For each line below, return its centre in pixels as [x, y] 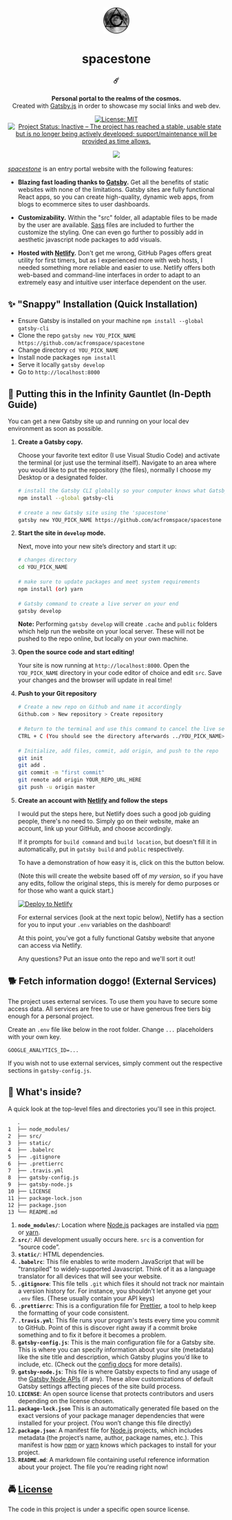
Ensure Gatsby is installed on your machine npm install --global [110, 321]
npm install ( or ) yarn [50, 589]
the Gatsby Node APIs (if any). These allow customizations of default [116, 1378]
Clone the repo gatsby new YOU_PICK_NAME [77, 335]
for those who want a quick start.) [66, 890]
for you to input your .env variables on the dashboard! [94, 924]
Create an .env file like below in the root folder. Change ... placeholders [111, 1029]
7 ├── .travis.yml [36, 1171]
